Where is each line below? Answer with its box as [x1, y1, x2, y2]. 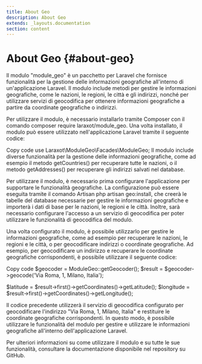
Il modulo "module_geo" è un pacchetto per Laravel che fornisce [6, 72, 168, 79]
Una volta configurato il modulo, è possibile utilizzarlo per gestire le [6, 228, 174, 235]
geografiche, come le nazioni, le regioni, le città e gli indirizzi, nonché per [6, 91, 189, 99]
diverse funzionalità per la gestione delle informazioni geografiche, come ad [6, 153, 197, 160]
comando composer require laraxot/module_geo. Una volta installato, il [6, 122, 183, 129]
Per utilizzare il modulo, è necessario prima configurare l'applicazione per [6, 178, 191, 185]
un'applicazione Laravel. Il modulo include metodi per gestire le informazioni [6, 85, 197, 92]
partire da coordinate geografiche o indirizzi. [6, 104, 118, 111]
